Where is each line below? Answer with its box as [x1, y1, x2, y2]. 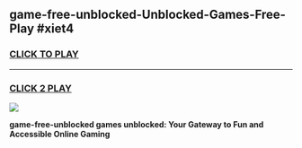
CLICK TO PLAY [9, 48, 79, 61]
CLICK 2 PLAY [9, 82, 72, 94]
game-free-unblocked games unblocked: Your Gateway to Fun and [9, 118, 264, 129]
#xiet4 [36, 22, 75, 37]
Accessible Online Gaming [9, 128, 111, 139]
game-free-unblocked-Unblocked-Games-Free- [9, 7, 286, 22]
